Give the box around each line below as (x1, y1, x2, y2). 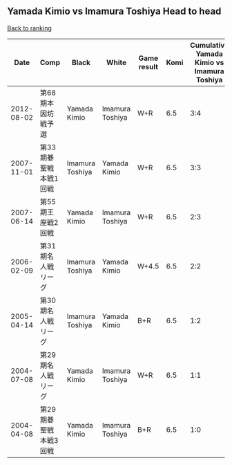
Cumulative (189, 40, 229, 50)
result (138, 62, 159, 71)
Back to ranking (7, 24, 52, 32)
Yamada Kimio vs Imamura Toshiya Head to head (7, 6, 222, 17)
